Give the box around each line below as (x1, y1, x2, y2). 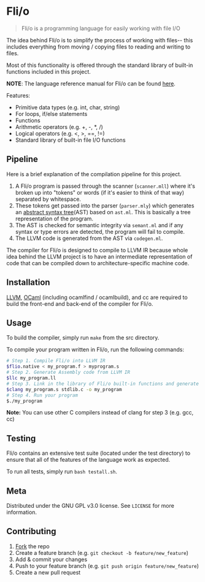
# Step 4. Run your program (6, 392, 79, 398)
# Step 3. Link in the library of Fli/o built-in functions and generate (6, 381, 199, 387)
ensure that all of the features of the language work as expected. (6, 456, 171, 464)
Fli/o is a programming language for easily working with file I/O (21, 25, 180, 32)
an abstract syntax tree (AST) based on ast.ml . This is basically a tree (15, 208, 191, 215)
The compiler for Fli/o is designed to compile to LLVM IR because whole (6, 246, 188, 254)
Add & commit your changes (15, 556, 88, 563)
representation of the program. (15, 215, 94, 222)
